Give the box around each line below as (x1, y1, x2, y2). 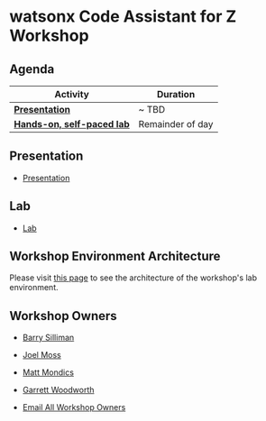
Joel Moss (22, 350, 61, 361)
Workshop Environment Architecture (9, 249, 221, 264)
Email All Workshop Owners (22, 402, 126, 413)
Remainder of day (138, 118, 214, 130)
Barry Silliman (22, 332, 75, 343)
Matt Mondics (22, 367, 75, 378)
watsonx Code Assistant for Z (9, 6, 237, 27)
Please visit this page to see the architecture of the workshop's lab (9, 272, 257, 283)
